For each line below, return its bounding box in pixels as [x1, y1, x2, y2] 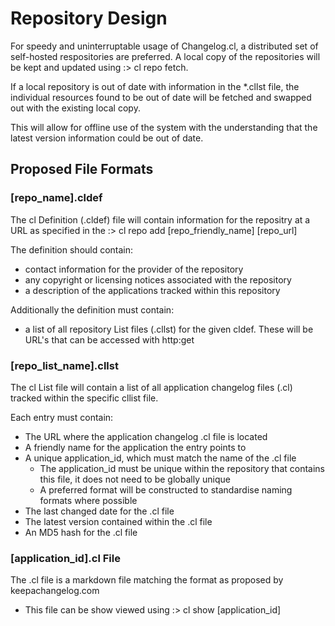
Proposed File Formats [10, 161, 154, 178]
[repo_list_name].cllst [10, 358, 119, 372]
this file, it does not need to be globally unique [39, 473, 231, 485]
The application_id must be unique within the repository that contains [39, 462, 326, 474]
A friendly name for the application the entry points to [24, 441, 247, 453]
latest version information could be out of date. [10, 132, 204, 144]
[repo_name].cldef [10, 191, 103, 205]
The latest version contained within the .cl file [24, 515, 213, 527]
